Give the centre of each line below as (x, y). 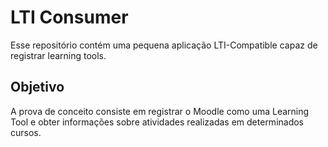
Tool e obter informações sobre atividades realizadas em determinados (157, 122)
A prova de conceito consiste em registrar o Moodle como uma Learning (160, 111)
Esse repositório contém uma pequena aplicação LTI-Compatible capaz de (164, 45)
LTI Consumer (69, 17)
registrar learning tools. (58, 55)
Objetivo (37, 87)
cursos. (26, 132)
